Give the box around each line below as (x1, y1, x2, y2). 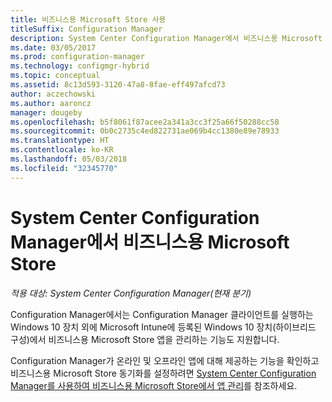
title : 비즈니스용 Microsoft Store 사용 (10, 14, 167, 25)
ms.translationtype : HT (10, 136, 110, 146)
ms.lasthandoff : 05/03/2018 (10, 154, 128, 164)
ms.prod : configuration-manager (10, 52, 145, 62)
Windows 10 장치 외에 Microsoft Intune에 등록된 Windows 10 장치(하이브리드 (10, 321, 317, 333)
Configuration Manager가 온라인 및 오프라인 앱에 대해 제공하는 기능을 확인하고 (10, 354, 320, 366)
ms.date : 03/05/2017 (10, 42, 97, 53)
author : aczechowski (10, 89, 97, 99)
